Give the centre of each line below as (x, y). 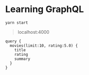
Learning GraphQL (45, 9)
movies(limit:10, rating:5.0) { (44, 46)
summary (22, 59)
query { (13, 41)
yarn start (17, 23)
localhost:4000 (33, 32)
